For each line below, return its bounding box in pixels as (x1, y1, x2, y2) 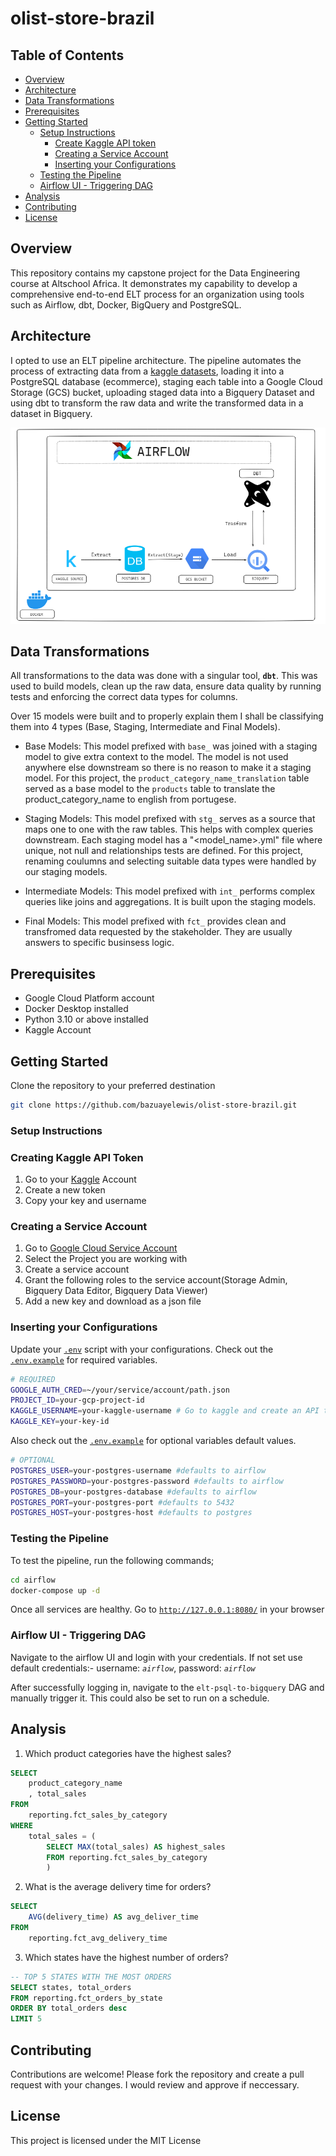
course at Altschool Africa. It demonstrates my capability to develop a (10, 277, 298, 289)
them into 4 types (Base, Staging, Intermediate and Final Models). (10, 721, 281, 733)
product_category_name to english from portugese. (24, 793, 237, 806)
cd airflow (10, 1575, 56, 1585)
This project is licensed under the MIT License (10, 2134, 202, 2146)
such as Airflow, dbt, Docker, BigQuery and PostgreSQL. (10, 298, 242, 311)
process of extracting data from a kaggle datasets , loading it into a (10, 365, 285, 377)
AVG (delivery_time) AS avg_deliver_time (28, 1912, 199, 1922)
